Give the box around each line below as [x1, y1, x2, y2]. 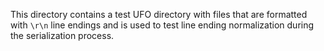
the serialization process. [10, 30, 115, 41]
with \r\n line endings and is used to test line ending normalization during [10, 19, 315, 31]
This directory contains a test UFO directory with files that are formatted [10, 9, 308, 20]
